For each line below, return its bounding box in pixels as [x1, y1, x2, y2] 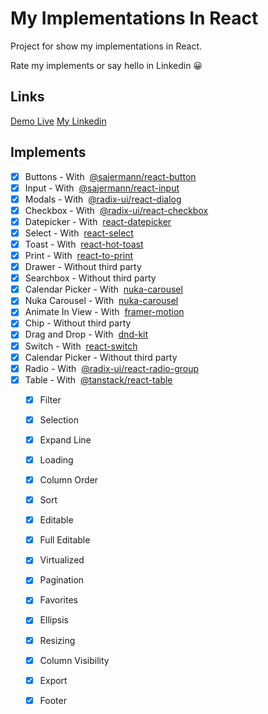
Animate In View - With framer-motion [24, 306, 185, 318]
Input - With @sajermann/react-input [24, 182, 180, 194]
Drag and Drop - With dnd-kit [24, 328, 149, 341]
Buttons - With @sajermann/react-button [24, 170, 197, 182]
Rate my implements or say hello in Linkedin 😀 [10, 59, 203, 71]
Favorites [39, 594, 78, 606]
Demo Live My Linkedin [10, 115, 107, 127]
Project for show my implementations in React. [10, 40, 203, 52]
